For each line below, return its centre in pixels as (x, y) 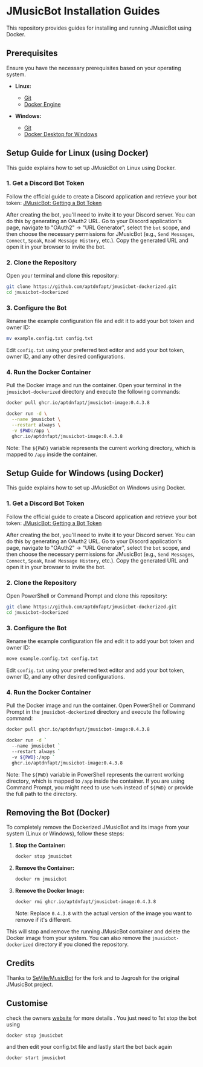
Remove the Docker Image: (50, 891)
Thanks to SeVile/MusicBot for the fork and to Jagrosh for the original (93, 977)
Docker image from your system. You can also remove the (79, 938)
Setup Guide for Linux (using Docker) (78, 153)
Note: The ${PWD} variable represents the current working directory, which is (101, 448)
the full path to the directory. (42, 794)
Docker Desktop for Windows (61, 134)
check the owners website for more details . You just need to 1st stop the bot (101, 1018)
